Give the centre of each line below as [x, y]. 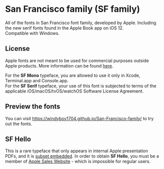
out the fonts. [19, 124]
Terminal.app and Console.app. [37, 80]
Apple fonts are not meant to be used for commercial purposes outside [77, 61]
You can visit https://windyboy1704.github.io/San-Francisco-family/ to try [80, 118]
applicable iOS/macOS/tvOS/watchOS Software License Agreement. [74, 91]
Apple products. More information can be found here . [59, 66]
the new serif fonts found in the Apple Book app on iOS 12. [65, 28]
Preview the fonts [33, 107]
